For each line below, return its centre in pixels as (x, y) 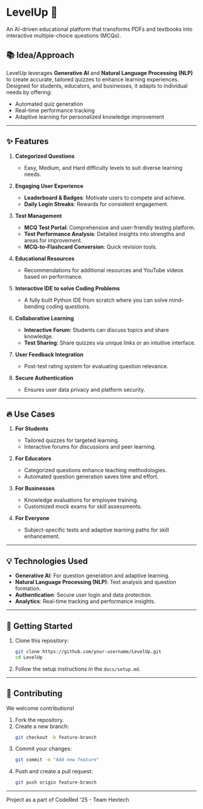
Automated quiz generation (49, 104)
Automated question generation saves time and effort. (91, 476)
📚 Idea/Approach (40, 55)
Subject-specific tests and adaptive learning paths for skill (96, 530)
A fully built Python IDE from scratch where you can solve (96, 300)
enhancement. (42, 536)
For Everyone (32, 518)
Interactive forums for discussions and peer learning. (90, 447)
